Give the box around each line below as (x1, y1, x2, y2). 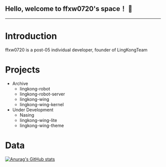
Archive (12, 81, 28, 86)
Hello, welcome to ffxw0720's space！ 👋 (5, 4, 132, 13)
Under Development (12, 107, 53, 113)
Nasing (19, 112, 35, 118)
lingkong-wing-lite (19, 117, 57, 123)
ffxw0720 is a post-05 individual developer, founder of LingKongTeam (5, 46, 148, 53)
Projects (5, 64, 41, 75)
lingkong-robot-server (19, 91, 65, 97)
